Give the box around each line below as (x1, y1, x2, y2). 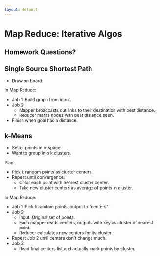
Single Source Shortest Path (4, 64, 92, 73)
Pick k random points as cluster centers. (11, 169, 93, 175)
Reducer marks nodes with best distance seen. (19, 113, 114, 118)
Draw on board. (11, 78, 44, 84)
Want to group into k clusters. (11, 150, 71, 156)
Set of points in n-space (11, 144, 61, 150)
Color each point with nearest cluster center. (19, 179, 109, 185)
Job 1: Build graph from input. (11, 97, 71, 103)
